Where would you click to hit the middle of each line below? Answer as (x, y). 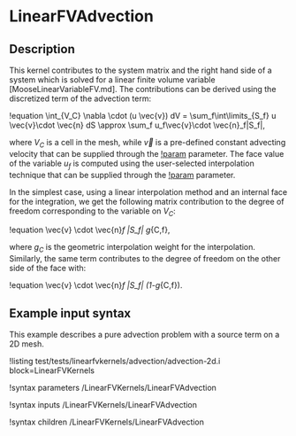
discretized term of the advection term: (80, 98)
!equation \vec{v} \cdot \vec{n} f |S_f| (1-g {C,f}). (96, 285)
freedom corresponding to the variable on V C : (93, 212)
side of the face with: (48, 269)
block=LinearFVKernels (52, 370)
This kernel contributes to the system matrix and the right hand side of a (140, 70)
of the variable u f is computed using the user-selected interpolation (132, 164)
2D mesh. (27, 344)
